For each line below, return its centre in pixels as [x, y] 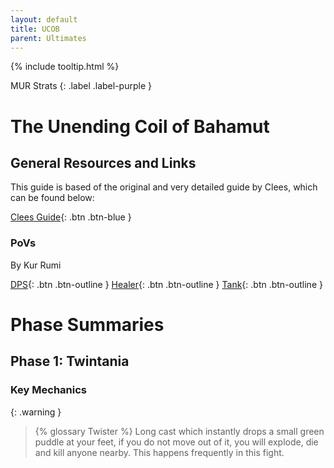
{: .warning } [36, 412]
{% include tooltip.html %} [65, 67]
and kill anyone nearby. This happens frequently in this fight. [159, 452]
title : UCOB [35, 29]
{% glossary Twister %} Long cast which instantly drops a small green [179, 431]
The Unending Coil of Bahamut [140, 126]
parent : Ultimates [48, 38]
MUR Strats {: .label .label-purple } [81, 86]
